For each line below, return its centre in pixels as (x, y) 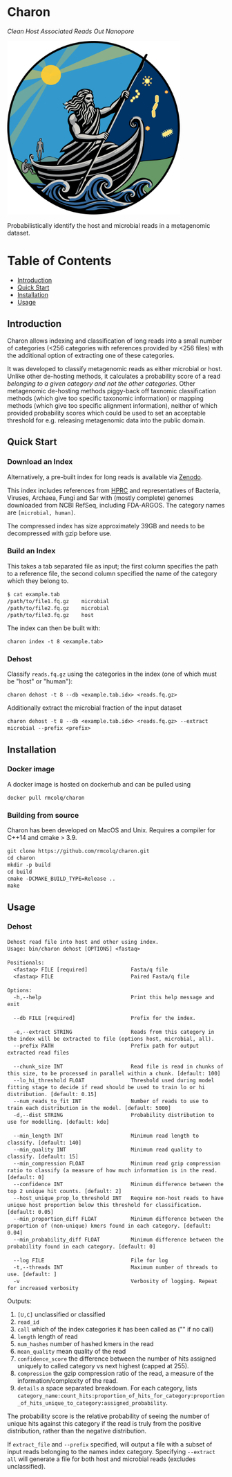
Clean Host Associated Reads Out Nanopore (71, 31)
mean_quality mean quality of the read (71, 1351)
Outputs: (20, 1301)
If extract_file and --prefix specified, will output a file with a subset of (110, 1444)
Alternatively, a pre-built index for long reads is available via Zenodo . (105, 477)
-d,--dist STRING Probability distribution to (114, 1115)
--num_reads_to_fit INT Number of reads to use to (111, 1101)
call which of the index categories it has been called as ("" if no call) (115, 1329)
